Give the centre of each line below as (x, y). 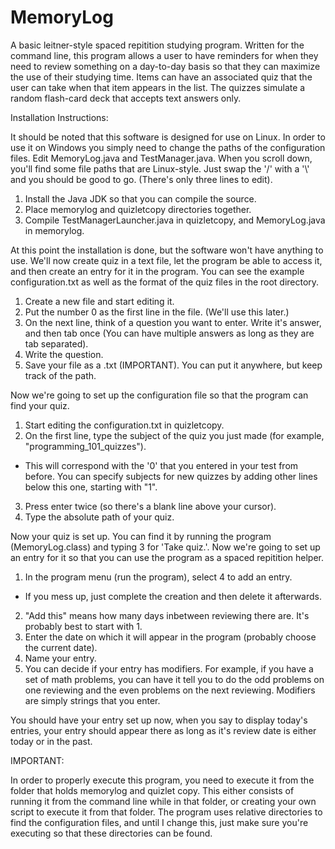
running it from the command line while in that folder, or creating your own (163, 801)
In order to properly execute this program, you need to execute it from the (162, 780)
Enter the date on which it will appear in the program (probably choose (170, 637)
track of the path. (60, 375)
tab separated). (56, 343)
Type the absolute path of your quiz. (99, 517)
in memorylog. (54, 230)
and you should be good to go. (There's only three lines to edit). (141, 179)
